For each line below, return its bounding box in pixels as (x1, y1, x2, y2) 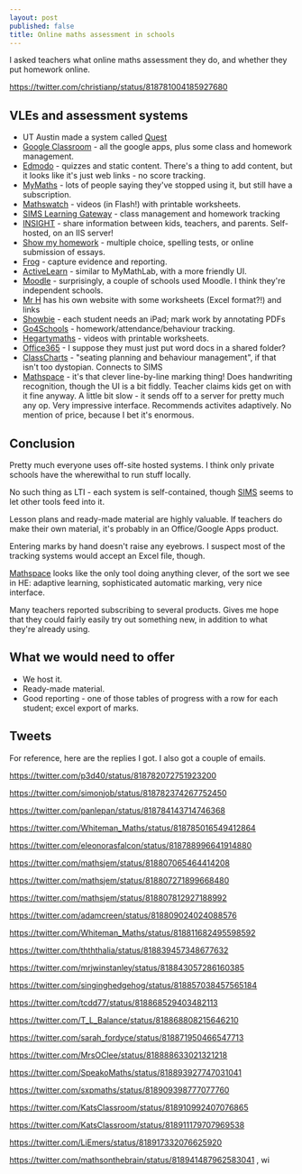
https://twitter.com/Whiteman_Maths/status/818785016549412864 (9, 822, 257, 833)
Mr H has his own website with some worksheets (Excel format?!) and (22, 295, 282, 306)
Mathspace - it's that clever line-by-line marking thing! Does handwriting (22, 371, 293, 382)
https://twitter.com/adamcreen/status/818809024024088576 (9, 910, 237, 921)
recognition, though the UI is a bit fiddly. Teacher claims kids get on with (22, 381, 291, 392)
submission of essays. (22, 247, 105, 258)
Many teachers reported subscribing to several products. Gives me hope (9, 605, 279, 615)
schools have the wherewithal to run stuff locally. (9, 470, 191, 480)
